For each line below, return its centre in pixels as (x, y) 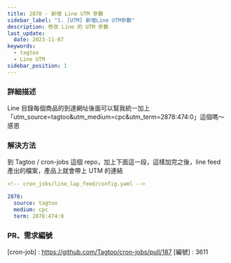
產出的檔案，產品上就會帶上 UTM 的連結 (65, 171)
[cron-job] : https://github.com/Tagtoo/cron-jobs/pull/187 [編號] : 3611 (108, 252)
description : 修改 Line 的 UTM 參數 (58, 27)
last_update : (26, 33)
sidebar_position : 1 (37, 66)
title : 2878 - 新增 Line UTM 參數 (55, 14)
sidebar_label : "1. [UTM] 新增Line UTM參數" (71, 20)
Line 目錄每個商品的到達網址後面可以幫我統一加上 (79, 108)
